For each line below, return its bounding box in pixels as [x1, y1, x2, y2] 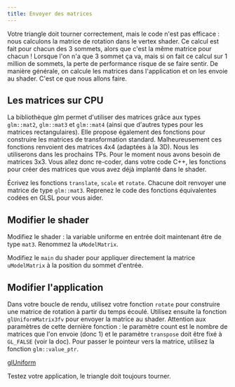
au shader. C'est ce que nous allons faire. [7, 74, 128, 83]
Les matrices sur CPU [7, 95, 104, 107]
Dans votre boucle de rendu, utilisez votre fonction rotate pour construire [7, 300, 220, 308]
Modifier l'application [7, 281, 104, 293]
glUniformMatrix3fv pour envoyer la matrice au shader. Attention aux [7, 315, 206, 323]
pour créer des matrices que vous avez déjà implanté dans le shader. [7, 165, 207, 174]
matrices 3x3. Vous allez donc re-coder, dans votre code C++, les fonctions [7, 158, 227, 166]
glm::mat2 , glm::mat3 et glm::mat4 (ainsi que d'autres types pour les [7, 121, 203, 129]
